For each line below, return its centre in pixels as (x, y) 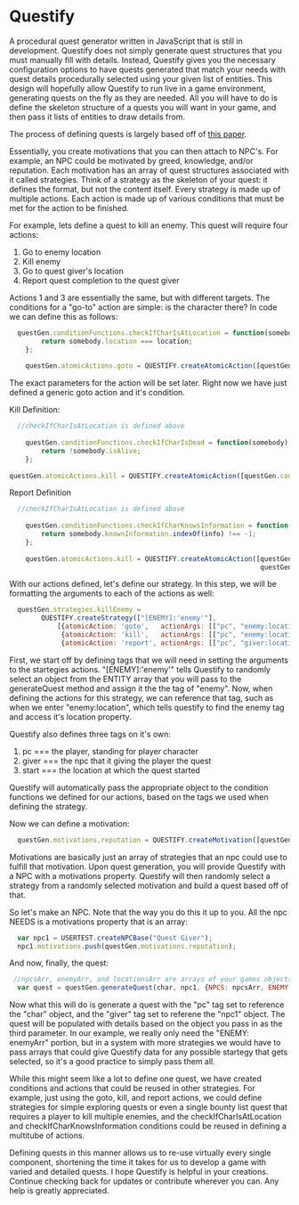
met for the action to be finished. (69, 208)
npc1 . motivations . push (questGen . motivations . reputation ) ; (127, 946)
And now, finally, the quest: (59, 963)
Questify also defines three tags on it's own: (90, 734)
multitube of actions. (47, 1136)
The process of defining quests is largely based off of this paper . (128, 134)
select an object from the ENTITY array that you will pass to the (125, 679)
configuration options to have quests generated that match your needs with (148, 69)
